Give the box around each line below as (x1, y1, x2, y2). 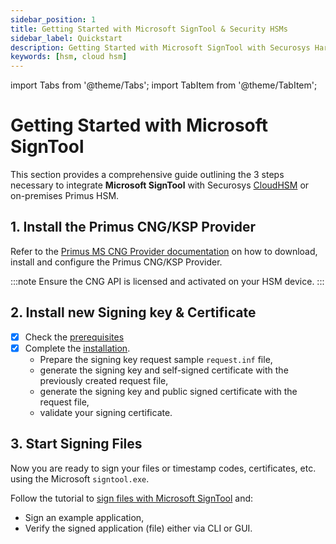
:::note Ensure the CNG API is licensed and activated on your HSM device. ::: (10, 275, 325, 287)
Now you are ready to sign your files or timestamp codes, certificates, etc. (10, 462, 317, 474)
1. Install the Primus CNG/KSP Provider (10, 219, 257, 236)
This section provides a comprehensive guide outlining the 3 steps (10, 169, 285, 181)
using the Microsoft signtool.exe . (10, 472, 150, 485)
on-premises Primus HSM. (10, 190, 120, 202)
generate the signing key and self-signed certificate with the (39, 364, 289, 376)
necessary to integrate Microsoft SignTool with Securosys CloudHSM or (10, 179, 310, 191)
